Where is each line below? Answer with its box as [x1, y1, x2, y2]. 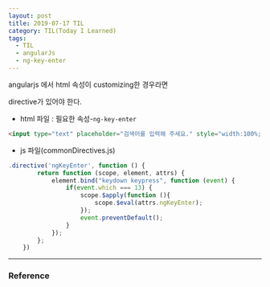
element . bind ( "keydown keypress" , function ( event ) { [51, 176, 235, 185]
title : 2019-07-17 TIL [8, 19, 84, 27]
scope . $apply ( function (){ [80, 191, 171, 199]
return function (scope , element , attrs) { [37, 169, 185, 177]
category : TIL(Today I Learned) [8, 27, 117, 35]
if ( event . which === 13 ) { [65, 184, 153, 192]
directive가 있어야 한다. [8, 96, 83, 106]
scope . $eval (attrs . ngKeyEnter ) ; [94, 199, 203, 207]
